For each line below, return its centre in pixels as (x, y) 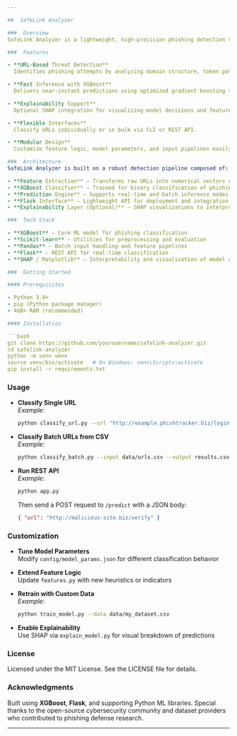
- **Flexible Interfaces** (47, 123)
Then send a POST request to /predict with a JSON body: (102, 505)
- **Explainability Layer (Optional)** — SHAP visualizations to (105, 207)
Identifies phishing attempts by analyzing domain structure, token (116, 71)
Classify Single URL (47, 403)
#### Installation (34, 323)
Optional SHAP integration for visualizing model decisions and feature (123, 110)
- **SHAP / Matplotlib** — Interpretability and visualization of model (116, 259)
